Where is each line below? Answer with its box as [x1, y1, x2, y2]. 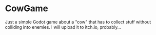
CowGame [5, 3, 48, 14]
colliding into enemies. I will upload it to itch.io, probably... [5, 24, 121, 30]
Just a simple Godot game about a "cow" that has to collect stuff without [5, 19, 151, 25]
